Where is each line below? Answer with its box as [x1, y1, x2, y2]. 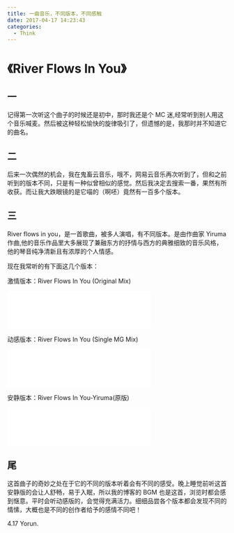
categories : [7, 23, 42, 30]
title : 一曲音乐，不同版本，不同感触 [7, 10, 102, 17]
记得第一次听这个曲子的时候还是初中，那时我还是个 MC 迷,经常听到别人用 [7, 111, 218, 119]
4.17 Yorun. [7, 519, 39, 527]
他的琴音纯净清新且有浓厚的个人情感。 [7, 247, 117, 255]
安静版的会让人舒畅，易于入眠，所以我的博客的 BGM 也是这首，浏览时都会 [7, 488, 221, 496]
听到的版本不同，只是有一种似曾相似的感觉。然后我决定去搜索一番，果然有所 [7, 179, 227, 187]
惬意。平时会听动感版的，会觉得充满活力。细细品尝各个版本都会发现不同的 [13, 496, 227, 505]
